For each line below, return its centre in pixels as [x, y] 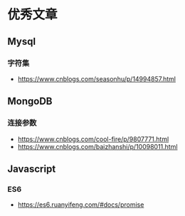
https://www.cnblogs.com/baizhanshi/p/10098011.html [97, 146]
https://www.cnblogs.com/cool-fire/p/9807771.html [93, 139]
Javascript [32, 169]
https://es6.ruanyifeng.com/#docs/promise [81, 205]
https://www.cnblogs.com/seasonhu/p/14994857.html [97, 78]
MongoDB [30, 102]
